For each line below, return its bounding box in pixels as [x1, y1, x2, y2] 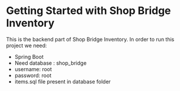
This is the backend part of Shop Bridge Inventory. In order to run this [6, 36, 175, 43]
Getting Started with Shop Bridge [6, 4, 171, 17]
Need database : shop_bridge [14, 60, 87, 66]
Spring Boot [14, 53, 44, 60]
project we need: [6, 42, 47, 49]
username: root [14, 65, 52, 72]
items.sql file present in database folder [14, 78, 111, 85]
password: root [14, 72, 52, 79]
